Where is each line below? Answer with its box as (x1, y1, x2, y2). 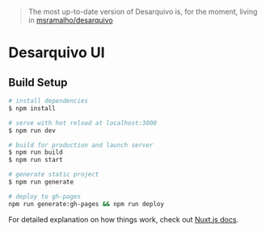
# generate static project (8, 171, 99, 179)
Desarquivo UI (8, 43, 105, 62)
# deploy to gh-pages (8, 193, 82, 201)
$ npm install (8, 104, 57, 112)
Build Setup (8, 76, 68, 89)
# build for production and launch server (8, 141, 154, 149)
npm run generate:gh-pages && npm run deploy (8, 200, 164, 208)
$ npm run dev (8, 126, 57, 135)
